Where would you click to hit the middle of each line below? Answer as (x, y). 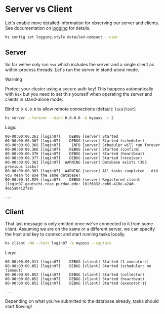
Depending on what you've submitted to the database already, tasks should (82, 301)
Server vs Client (39, 9)
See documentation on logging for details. (48, 28)
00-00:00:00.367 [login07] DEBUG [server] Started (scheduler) (75, 141)
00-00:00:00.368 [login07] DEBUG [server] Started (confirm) (73, 149)
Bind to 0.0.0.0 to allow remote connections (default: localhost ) (71, 109)
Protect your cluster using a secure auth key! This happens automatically (79, 89)
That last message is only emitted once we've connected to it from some (79, 224)
